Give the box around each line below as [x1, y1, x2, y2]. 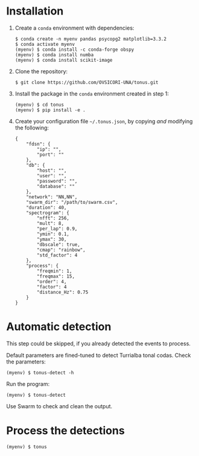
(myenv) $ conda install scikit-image [14, 57, 113, 63]
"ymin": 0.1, [37, 231, 69, 237]
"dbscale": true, [37, 241, 80, 247]
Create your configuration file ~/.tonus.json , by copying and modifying [14, 117, 193, 125]
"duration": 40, [26, 204, 67, 210]
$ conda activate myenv [14, 41, 75, 47]
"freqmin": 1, [37, 268, 72, 274]
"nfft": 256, [37, 215, 69, 221]
